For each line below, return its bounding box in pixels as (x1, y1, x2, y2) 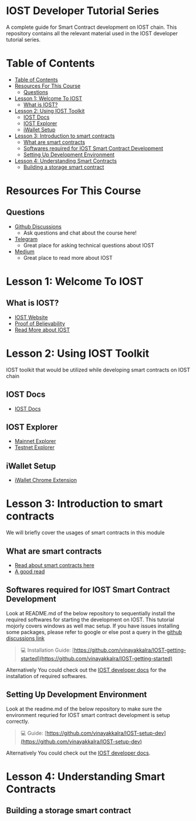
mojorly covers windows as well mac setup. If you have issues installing (6, 622, 180, 629)
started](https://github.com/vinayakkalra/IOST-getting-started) (20, 655, 173, 662)
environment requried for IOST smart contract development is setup (6, 711, 170, 718)
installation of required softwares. (6, 672, 87, 679)
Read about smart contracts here (14, 562, 95, 568)
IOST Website (14, 313, 48, 321)
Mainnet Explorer (14, 438, 56, 445)
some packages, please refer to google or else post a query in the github (6, 628, 183, 635)
